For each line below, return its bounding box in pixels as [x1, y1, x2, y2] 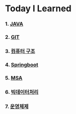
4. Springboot [5, 61, 38, 68]
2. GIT [5, 34, 19, 41]
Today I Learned [5, 3, 72, 14]
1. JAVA [5, 21, 23, 28]
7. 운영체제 [5, 103, 29, 110]
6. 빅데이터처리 [5, 88, 39, 95]
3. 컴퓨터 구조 [5, 48, 36, 55]
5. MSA [5, 74, 23, 81]
